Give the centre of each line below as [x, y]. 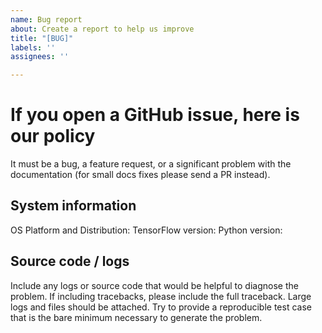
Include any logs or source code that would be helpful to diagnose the [154, 285]
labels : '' [33, 47]
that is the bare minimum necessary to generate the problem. [136, 317]
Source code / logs [70, 261]
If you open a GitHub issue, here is [155, 115]
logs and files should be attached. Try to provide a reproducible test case [161, 307]
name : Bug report [46, 19]
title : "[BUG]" [42, 38]
